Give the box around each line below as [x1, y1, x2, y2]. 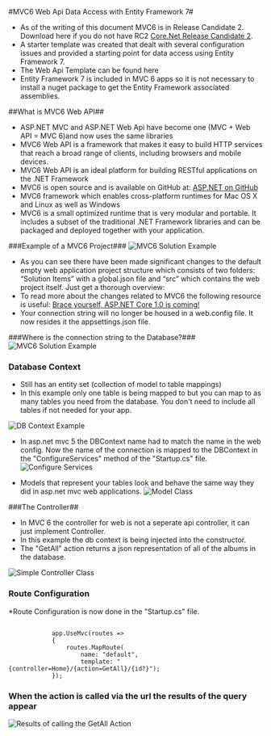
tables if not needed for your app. [19, 406, 132, 415]
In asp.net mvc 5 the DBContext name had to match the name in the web [19, 436, 261, 447]
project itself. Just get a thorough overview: [19, 283, 165, 292]
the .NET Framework [19, 174, 89, 183]
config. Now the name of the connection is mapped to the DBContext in [19, 445, 258, 455]
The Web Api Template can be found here [19, 65, 160, 75]
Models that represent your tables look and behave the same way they [19, 478, 255, 488]
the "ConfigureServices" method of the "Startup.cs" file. [19, 454, 208, 464]
